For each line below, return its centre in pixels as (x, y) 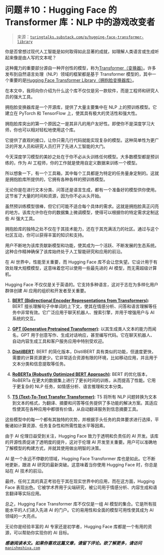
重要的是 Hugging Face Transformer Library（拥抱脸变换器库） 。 (73, 80)
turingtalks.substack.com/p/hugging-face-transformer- (87, 37)
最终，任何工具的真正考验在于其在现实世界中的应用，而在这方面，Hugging (80, 481)
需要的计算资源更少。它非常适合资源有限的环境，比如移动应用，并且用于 (85, 357)
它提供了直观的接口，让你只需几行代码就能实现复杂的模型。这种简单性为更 (80, 140)
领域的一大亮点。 (22, 516)
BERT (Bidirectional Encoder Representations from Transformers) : (81, 300)
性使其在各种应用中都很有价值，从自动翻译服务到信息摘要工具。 (76, 409)
